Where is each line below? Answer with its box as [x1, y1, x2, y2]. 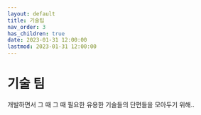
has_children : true [7, 30, 65, 37]
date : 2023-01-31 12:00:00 [7, 37, 87, 44]
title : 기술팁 [7, 17, 45, 24]
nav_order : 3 [7, 23, 46, 30]
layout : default [7, 10, 55, 18]
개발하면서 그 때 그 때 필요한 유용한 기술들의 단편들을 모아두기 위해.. [7, 100, 195, 109]
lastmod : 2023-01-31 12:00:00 [7, 43, 97, 50]
